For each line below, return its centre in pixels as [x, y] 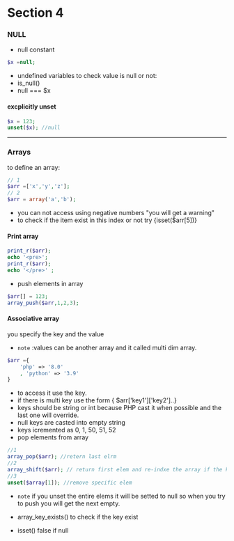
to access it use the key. [52, 393]
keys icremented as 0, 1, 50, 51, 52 [67, 430]
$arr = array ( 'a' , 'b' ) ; [42, 200]
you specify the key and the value [56, 334]
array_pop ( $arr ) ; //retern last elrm [62, 457]
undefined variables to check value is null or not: [87, 76]
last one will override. [48, 415]
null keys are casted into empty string [71, 423]
